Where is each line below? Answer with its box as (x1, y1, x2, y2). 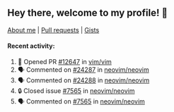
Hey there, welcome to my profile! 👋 (7, 7, 168, 19)
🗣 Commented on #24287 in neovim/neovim (17, 66, 150, 74)
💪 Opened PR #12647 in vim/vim (17, 58, 112, 66)
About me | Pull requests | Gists (7, 25, 100, 34)
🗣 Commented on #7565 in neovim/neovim (17, 97, 145, 106)
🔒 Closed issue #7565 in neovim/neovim (17, 87, 135, 95)
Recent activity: (7, 42, 55, 50)
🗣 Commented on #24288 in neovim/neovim (17, 76, 150, 85)
